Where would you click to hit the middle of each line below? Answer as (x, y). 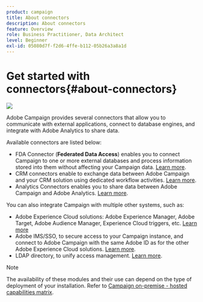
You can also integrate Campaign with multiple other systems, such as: (95, 204)
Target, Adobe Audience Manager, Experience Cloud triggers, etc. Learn (106, 223)
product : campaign (30, 12)
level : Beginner (27, 40)
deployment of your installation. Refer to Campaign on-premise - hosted (97, 286)
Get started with (48, 76)
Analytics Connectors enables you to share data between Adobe (96, 186)
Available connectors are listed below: (54, 142)
